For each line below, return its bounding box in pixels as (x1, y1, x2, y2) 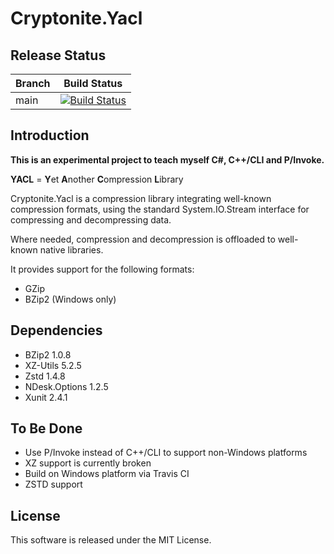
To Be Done (10, 420, 83, 437)
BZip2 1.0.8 (24, 348, 72, 361)
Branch (15, 77, 51, 90)
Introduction (10, 127, 90, 144)
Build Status (63, 77, 123, 90)
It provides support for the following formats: (10, 263, 195, 275)
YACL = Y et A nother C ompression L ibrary (10, 173, 184, 185)
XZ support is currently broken (24, 457, 152, 469)
